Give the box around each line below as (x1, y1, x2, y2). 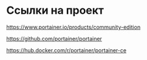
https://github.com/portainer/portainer (6, 35, 102, 42)
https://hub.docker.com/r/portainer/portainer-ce (6, 46, 126, 54)
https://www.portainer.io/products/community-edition (6, 23, 141, 31)
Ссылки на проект (6, 4, 104, 17)
